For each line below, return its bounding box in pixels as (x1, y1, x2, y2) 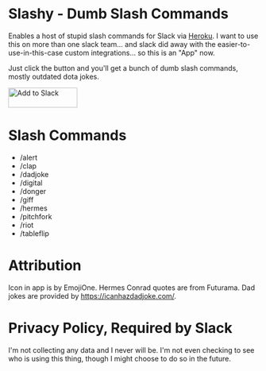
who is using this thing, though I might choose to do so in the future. (8, 354, 232, 363)
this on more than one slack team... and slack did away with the (8, 39, 216, 48)
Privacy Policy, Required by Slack (8, 319, 233, 337)
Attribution (8, 257, 82, 275)
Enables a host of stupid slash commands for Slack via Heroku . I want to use (8, 31, 259, 41)
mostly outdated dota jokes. (8, 71, 99, 81)
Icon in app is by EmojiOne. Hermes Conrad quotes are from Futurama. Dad (8, 283, 256, 292)
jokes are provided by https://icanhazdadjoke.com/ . (8, 291, 177, 300)
